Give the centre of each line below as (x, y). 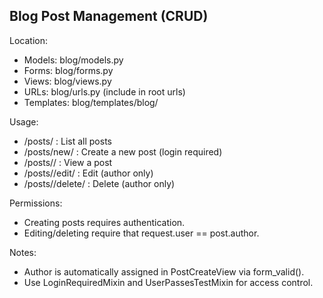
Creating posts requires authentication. (104, 222)
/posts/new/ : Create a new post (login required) (123, 151)
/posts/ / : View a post (68, 162)
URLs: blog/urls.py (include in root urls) (104, 91)
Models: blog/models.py (73, 60)
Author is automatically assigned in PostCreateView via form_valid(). (164, 271)
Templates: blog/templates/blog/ (91, 102)
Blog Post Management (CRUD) (109, 16)
